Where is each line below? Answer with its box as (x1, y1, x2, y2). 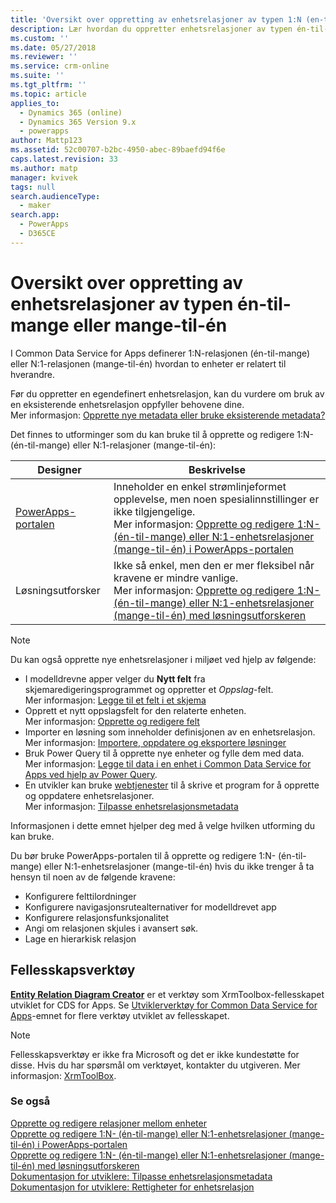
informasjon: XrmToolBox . (10, 1069, 117, 1081)
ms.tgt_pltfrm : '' (10, 80, 87, 90)
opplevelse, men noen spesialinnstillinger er (113, 492, 320, 506)
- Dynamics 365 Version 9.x (19, 117, 137, 127)
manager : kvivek (10, 172, 78, 183)
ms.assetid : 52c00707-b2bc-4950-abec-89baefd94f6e (10, 145, 226, 155)
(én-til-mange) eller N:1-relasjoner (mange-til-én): (10, 439, 217, 451)
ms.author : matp (10, 163, 78, 173)
